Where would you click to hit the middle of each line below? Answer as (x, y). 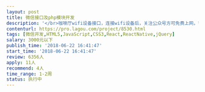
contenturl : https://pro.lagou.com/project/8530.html (76, 29)
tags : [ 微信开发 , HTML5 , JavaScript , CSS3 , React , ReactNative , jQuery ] (91, 34)
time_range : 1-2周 (29, 74)
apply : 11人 (21, 62)
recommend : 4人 (25, 68)
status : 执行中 (24, 79)
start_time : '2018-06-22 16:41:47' (52, 51)
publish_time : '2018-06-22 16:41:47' (54, 46)
